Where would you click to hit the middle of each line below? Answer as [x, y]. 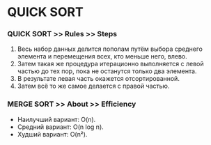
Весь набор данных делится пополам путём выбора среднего [110, 49]
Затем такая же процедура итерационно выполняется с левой [110, 64]
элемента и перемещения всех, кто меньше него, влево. [102, 56]
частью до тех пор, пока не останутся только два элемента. [107, 71]
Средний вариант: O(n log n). [61, 127]
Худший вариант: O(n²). [52, 134]
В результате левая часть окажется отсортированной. [98, 79]
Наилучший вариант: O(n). [56, 119]
